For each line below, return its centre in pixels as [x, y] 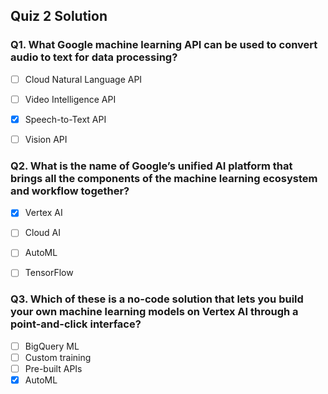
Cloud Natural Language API [83, 79]
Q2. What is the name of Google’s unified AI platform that [151, 166]
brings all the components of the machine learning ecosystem [164, 178]
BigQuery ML [52, 346]
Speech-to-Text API [65, 119]
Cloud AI [42, 233]
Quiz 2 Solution [59, 16]
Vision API [46, 139]
